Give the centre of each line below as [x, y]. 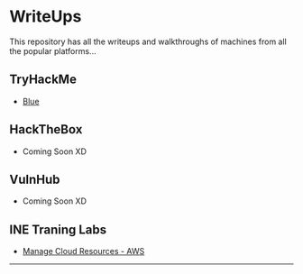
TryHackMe [43, 80]
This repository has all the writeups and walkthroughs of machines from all [148, 41]
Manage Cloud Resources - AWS [83, 251]
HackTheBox [46, 129]
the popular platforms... [53, 50]
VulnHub [35, 179]
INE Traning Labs [58, 229]
